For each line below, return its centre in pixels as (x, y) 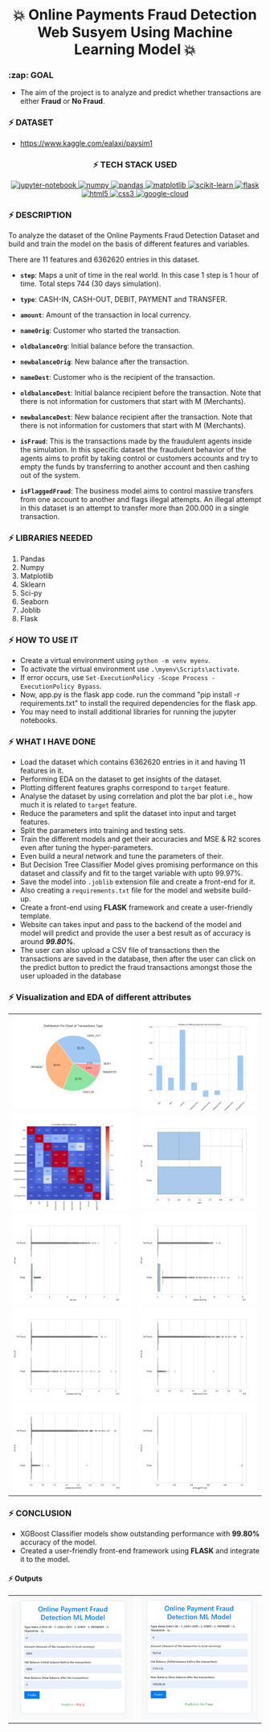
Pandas (33, 559)
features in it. (42, 771)
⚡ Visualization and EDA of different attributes (100, 997)
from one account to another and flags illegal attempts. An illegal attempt (141, 500)
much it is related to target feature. (78, 805)
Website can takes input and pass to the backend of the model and (131, 925)
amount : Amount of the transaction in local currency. (105, 315)
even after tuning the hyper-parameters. (86, 847)
